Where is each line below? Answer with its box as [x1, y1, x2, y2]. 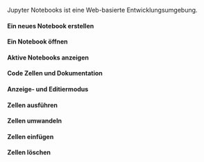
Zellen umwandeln [7, 117, 62, 125]
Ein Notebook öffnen [7, 37, 68, 46]
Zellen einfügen [7, 132, 54, 141]
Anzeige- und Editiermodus [7, 84, 89, 93]
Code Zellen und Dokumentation [7, 69, 103, 78]
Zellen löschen [7, 148, 51, 156]
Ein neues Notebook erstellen [7, 21, 94, 30]
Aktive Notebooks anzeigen [7, 53, 89, 62]
